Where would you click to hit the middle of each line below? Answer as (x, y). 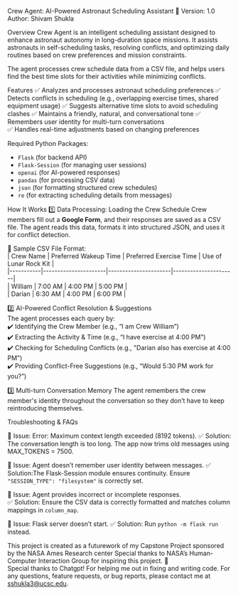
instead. (19, 532)
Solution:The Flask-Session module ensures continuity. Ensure (99, 473)
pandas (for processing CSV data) (66, 180)
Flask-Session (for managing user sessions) (82, 165)
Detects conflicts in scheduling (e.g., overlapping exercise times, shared (113, 98)
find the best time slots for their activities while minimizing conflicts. (107, 76)
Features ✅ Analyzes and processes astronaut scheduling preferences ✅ (114, 90)
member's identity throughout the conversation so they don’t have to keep (116, 401)
